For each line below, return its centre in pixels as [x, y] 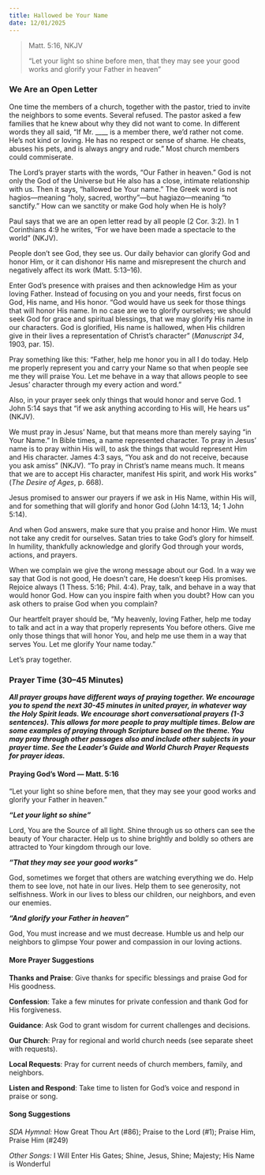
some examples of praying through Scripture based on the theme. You [127, 730]
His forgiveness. [35, 1010]
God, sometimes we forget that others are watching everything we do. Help [131, 878]
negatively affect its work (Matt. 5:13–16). [76, 270]
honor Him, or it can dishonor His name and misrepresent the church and [128, 261]
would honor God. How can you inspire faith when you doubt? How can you [132, 595]
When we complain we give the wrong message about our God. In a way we [132, 570]
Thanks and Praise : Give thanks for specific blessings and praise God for [128, 978]
